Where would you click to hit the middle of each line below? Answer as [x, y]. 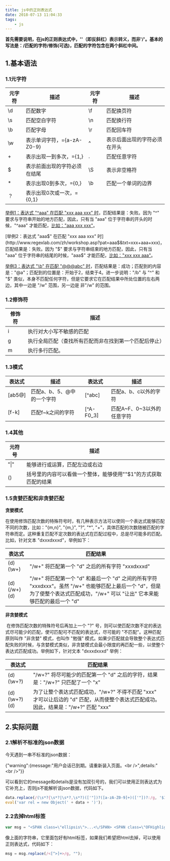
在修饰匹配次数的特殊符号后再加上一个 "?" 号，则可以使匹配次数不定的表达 [84, 626]
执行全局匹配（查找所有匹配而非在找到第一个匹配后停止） [96, 341]
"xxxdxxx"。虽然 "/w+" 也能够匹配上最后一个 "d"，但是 [95, 586]
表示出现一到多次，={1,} [55, 157]
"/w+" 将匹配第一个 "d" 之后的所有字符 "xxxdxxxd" [90, 567]
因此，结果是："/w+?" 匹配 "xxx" [72, 707]
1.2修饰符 [17, 300]
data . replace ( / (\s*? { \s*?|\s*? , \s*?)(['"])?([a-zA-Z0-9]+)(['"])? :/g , [81, 797]
